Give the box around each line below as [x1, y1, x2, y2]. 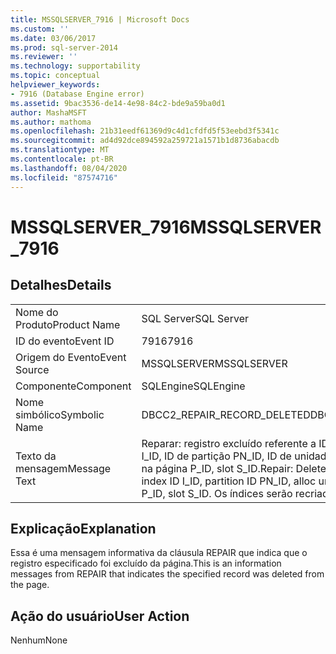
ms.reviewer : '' [10, 52, 78, 62]
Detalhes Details [10, 277, 112, 294]
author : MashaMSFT [10, 107, 87, 118]
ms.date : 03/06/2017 [10, 33, 97, 43]
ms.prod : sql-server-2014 [10, 42, 118, 53]
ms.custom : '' [10, 24, 70, 34]
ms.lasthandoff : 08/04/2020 [10, 163, 128, 173]
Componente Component [15, 379, 132, 393]
